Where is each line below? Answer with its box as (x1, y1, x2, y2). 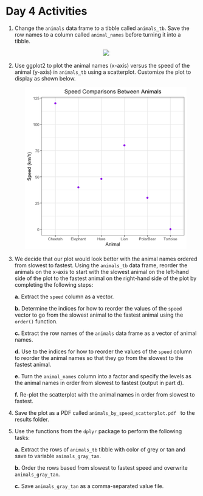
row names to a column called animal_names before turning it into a (14, 31, 181, 38)
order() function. (14, 317, 58, 325)
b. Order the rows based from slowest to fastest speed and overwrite (14, 464, 188, 471)
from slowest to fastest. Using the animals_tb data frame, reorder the (14, 261, 188, 269)
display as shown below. (14, 74, 76, 82)
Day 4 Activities (5, 4, 88, 18)
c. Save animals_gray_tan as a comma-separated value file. (14, 482, 164, 489)
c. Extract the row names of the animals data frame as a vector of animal (14, 329, 197, 337)
